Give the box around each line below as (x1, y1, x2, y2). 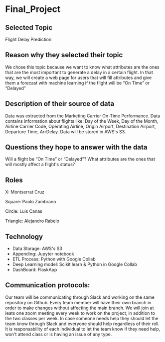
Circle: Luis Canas (5, 208, 42, 214)
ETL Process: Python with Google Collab (12, 256, 96, 262)
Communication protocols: (5, 281, 90, 289)
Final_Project (5, 3, 61, 15)
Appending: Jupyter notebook (12, 251, 74, 257)
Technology (5, 232, 43, 241)
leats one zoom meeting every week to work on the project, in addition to (5, 310, 156, 316)
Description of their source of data (5, 99, 115, 108)
